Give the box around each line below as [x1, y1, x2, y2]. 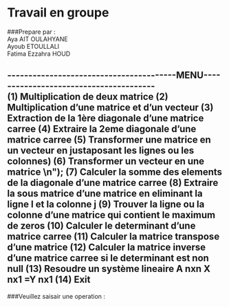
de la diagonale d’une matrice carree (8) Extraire [7, 177, 219, 189]
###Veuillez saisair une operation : [7, 292, 105, 300]
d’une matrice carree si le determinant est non [7, 253, 210, 264]
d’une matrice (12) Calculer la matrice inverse [7, 242, 206, 253]
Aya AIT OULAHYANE [7, 34, 68, 43]
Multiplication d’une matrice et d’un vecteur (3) [7, 102, 214, 114]
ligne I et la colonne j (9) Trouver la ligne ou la [7, 198, 205, 211]
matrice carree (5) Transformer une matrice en [7, 134, 211, 146]
